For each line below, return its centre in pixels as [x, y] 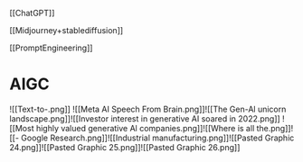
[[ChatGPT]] [32, 13]
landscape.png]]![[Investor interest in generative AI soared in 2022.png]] [145, 118]
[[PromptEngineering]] [51, 48]
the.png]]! [275, 128]
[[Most [22, 128]
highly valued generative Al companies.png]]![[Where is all [145, 128]
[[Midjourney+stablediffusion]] [66, 30]
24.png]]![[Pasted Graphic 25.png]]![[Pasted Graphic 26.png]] [125, 147]
